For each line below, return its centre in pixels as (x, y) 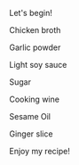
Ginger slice (31, 134)
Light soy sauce (38, 65)
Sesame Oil (30, 116)
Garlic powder (35, 47)
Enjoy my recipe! (40, 151)
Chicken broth (35, 30)
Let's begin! (31, 13)
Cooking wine (35, 99)
